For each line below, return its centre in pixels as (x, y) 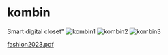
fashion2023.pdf (31, 44)
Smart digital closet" (36, 31)
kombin (29, 13)
